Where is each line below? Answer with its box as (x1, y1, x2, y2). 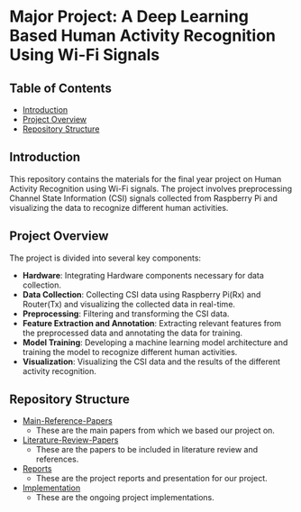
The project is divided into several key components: (9, 252, 201, 263)
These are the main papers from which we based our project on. (35, 425, 275, 436)
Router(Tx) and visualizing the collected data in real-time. (22, 298, 236, 309)
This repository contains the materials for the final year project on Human (9, 173, 282, 184)
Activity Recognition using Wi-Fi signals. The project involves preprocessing (9, 183, 293, 194)
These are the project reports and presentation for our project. (35, 473, 268, 484)
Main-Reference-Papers (22, 416, 113, 426)
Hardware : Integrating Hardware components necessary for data (22, 270, 264, 280)
